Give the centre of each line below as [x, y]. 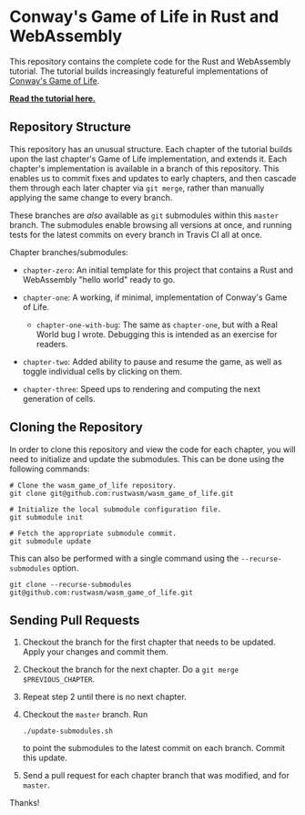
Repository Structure [71, 127]
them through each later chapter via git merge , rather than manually [137, 188]
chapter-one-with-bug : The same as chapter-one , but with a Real [157, 325]
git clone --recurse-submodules [71, 584]
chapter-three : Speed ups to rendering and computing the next [142, 388]
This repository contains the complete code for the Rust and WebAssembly [150, 61]
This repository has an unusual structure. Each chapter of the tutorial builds [151, 149]
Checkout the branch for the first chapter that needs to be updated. [149, 642]
